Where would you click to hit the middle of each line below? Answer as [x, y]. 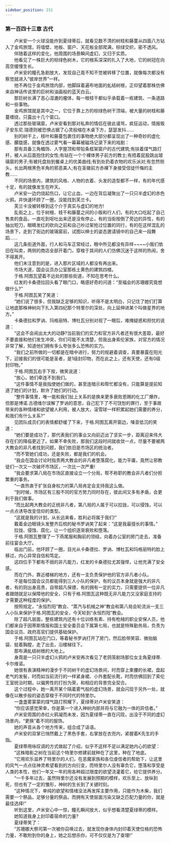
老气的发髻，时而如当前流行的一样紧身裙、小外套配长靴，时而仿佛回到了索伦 [85, 676]
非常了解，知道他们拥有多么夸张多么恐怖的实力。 [56, 346]
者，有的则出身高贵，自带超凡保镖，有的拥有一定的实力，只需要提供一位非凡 [85, 587]
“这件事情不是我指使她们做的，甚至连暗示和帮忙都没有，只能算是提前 [86, 384]
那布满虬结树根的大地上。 [40, 651]
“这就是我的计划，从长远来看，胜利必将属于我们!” [66, 517]
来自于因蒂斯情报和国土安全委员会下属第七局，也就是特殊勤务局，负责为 [89, 625]
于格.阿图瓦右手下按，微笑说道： [48, 371]
